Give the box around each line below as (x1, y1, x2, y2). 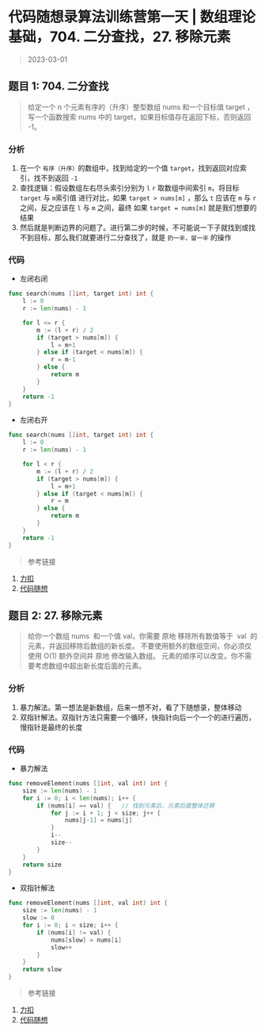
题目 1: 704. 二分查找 (8, 79, 109, 93)
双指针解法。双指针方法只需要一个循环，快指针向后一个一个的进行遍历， (19, 712, 256, 722)
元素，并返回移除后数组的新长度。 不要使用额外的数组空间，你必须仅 (27, 641, 252, 651)
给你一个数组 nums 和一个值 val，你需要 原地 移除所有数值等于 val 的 (27, 631, 258, 641)
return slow (22, 965, 62, 973)
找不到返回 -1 (33, 173, 78, 183)
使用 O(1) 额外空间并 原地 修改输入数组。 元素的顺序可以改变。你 (27, 651, 239, 661)
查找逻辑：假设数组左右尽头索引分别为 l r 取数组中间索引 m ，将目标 (19, 183, 240, 193)
